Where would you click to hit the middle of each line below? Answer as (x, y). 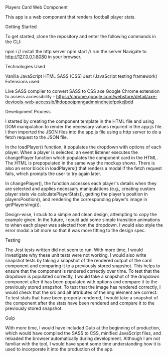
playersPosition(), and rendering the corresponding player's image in (76, 199)
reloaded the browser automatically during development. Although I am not (83, 338)
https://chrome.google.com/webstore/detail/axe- (107, 97)
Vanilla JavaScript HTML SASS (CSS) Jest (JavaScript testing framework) (81, 76)
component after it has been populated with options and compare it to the (81, 282)
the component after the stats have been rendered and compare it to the (80, 303)
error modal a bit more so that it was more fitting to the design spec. (76, 230)
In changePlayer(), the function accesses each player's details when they (81, 183)
